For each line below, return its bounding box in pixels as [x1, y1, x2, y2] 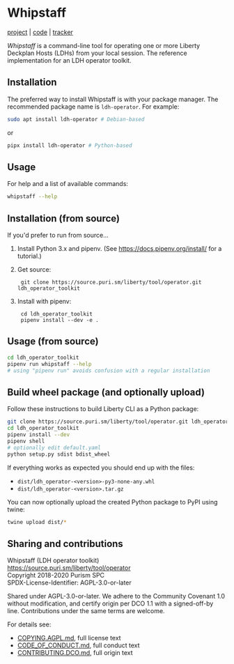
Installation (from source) [7, 213, 120, 224]
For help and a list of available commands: [7, 180, 129, 188]
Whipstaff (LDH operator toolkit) [7, 556, 100, 565]
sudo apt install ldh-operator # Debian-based [7, 116, 145, 123]
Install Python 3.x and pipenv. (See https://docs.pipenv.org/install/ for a [17, 245, 222, 252]
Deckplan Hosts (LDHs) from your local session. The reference [7, 49, 187, 57]
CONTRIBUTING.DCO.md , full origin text [17, 649, 134, 657]
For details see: [7, 620, 52, 628]
